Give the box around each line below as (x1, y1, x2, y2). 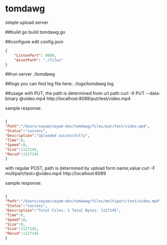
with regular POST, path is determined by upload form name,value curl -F (5, 165, 156, 171)
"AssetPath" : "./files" (14, 58, 64, 63)
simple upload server (5, 19, 49, 25)
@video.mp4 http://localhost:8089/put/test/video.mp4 (19, 95, 131, 102)
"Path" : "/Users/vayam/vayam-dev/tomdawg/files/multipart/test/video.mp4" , (5, 199, 164, 204)
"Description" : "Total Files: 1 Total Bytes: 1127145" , (5, 208, 121, 213)
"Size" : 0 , (5, 222, 26, 227)
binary (5, 95, 18, 102)
